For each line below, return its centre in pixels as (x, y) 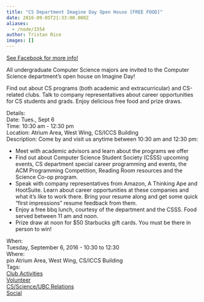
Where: (16, 254)
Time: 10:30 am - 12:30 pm (40, 126)
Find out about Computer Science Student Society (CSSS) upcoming (102, 157)
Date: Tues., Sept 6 (31, 119)
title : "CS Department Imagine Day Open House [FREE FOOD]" (85, 12)
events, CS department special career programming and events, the (101, 164)
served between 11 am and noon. (57, 216)
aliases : (17, 23)
